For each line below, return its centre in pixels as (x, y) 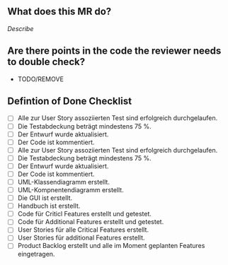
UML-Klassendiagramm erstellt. (63, 182)
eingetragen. (36, 254)
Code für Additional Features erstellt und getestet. (91, 222)
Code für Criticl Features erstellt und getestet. (85, 214)
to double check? (46, 62)
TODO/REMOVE (40, 79)
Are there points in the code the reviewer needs (114, 51)
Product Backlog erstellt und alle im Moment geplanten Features (111, 246)
